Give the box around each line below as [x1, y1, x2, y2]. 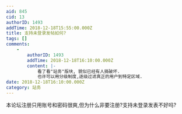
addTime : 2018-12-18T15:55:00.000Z [6, 25, 93, 31]
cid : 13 [6, 14, 25, 20]
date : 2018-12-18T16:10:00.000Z [6, 80, 85, 85]
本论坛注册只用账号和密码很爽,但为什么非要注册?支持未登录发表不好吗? [6, 101, 177, 108]
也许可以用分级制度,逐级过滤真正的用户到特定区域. [37, 74, 143, 80]
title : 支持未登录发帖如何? [6, 30, 66, 36]
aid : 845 [6, 8, 27, 15]
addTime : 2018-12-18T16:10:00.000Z [27, 57, 114, 63]
